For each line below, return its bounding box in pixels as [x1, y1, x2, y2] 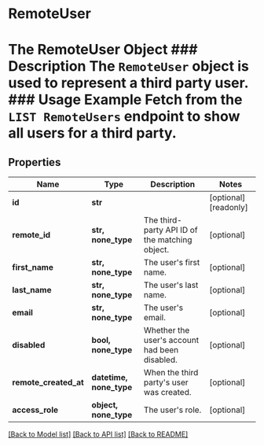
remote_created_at [12, 377, 84, 388]
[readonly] [209, 202, 249, 213]
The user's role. [144, 404, 202, 415]
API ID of [165, 225, 198, 236]
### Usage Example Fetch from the [8, 91, 243, 109]
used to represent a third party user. [8, 74, 249, 92]
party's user [144, 377, 189, 388]
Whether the [144, 325, 190, 336]
